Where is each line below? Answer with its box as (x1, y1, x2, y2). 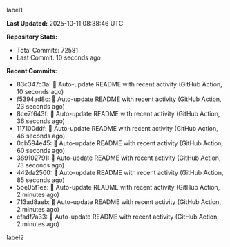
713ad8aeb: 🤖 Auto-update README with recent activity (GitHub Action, (16, 198, 222, 206)
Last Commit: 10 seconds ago (16, 53, 101, 62)
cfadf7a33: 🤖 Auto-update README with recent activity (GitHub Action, (16, 212, 219, 221)
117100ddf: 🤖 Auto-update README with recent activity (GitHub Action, (16, 125, 218, 132)
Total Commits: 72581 (16, 46, 79, 54)
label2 (6, 233, 24, 241)
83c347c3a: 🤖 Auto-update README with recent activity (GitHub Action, (16, 80, 222, 89)
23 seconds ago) (16, 102, 65, 110)
